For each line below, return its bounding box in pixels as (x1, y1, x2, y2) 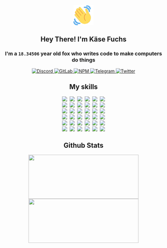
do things (71, 56, 96, 64)
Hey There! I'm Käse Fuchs (40, 35, 127, 44)
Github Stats (63, 141, 104, 150)
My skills (69, 83, 98, 91)
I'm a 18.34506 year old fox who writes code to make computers (5, 50, 162, 57)
